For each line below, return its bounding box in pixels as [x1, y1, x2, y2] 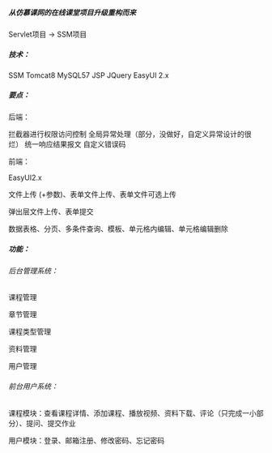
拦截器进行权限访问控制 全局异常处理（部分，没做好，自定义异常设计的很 [8, 129, 252, 139]
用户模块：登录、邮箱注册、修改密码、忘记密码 [8, 435, 164, 445]
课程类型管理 [8, 327, 51, 336]
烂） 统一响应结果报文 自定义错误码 [8, 139, 126, 149]
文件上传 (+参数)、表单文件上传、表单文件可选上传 [8, 189, 176, 199]
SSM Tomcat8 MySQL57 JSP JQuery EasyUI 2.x [8, 70, 169, 80]
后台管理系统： [8, 266, 58, 276]
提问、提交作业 [25, 418, 76, 428]
